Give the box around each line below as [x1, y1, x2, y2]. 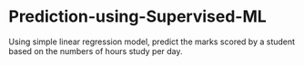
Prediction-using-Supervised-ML [8, 6, 268, 27]
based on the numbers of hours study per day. [8, 45, 183, 56]
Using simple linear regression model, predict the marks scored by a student [8, 36, 296, 47]
